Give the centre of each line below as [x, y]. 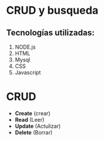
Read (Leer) [30, 119]
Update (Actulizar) [38, 126]
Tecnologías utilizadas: [50, 33]
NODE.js [25, 47]
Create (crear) [33, 113]
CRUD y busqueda [52, 10]
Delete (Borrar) [33, 132]
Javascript [28, 72]
